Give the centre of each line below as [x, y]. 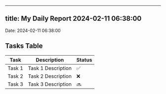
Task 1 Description [50, 68]
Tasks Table [24, 46]
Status [84, 60]
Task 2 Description [50, 76]
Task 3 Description [50, 84]
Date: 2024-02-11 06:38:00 [33, 31]
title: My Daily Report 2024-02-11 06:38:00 [73, 18]
